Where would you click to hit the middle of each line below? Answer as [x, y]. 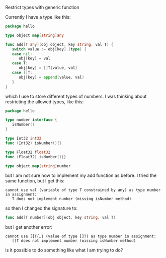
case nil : [22, 54]
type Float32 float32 [28, 152]
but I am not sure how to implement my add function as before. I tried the [81, 175]
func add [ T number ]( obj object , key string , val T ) [60, 218]
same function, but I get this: [35, 181]
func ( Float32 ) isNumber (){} [36, 157]
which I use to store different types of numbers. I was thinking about [76, 96]
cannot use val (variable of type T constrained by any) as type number [83, 190]
